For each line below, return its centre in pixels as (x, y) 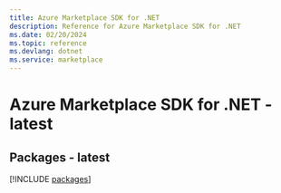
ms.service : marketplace (56, 60)
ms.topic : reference (48, 43)
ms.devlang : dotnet (46, 52)
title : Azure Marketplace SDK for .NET (85, 18)
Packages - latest (60, 157)
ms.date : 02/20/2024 (48, 34)
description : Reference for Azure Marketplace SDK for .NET (126, 26)
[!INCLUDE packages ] (50, 179)
